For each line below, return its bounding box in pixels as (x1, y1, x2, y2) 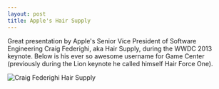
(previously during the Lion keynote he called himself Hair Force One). (7, 59, 213, 68)
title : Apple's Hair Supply (7, 17, 91, 24)
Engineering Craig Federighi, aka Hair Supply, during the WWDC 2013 (7, 44, 213, 53)
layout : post (7, 10, 46, 18)
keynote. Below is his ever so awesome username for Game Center (7, 51, 205, 61)
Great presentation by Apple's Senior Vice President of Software (7, 36, 197, 45)
